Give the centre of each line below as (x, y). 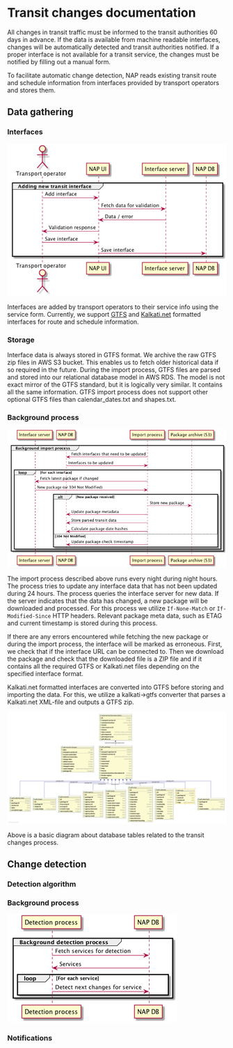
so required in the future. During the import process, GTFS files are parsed (114, 370)
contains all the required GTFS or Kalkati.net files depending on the (103, 666)
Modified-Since (29, 616)
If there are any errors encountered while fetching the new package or (108, 636)
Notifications (30, 1038)
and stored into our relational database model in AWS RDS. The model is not (116, 377)
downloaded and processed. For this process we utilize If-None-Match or (111, 608)
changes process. (33, 842)
